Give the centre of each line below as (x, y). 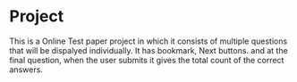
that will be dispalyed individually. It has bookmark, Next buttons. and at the (148, 50)
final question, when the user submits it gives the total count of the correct (147, 60)
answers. (26, 70)
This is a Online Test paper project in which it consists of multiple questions (148, 41)
